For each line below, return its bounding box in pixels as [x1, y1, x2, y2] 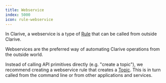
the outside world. [5, 51, 43, 58]
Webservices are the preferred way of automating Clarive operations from [5, 46, 160, 52]
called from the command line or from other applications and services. [5, 72, 153, 78]
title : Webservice [5, 7, 44, 13]
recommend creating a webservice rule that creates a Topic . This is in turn [5, 67, 161, 73]
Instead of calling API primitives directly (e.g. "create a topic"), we [5, 62, 143, 68]
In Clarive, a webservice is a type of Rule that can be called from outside [5, 31, 157, 37]
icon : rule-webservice [5, 17, 53, 22]
